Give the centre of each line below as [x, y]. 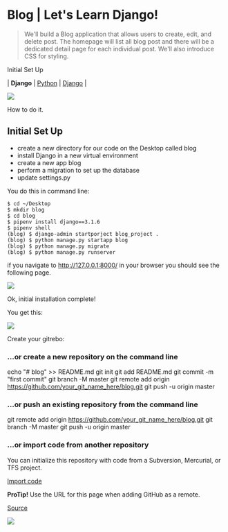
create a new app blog [49, 162]
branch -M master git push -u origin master [69, 427]
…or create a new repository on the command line [93, 357]
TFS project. [25, 467]
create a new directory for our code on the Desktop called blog [107, 148]
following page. [29, 272]
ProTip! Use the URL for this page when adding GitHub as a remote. [104, 494]
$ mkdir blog [26, 209]
